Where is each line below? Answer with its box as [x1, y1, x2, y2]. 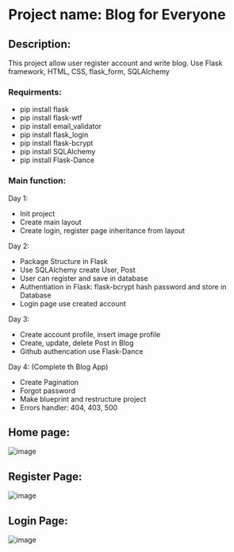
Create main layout [19, 217, 82, 227]
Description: [8, 37, 71, 51]
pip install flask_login [19, 130, 89, 140]
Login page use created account [19, 298, 127, 308]
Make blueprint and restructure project [19, 394, 147, 403]
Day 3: [8, 314, 30, 324]
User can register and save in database [19, 273, 148, 283]
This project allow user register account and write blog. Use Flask [8, 58, 223, 68]
